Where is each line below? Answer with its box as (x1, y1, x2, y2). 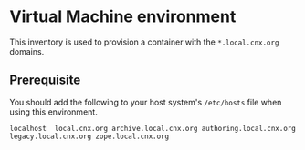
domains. (9, 45, 45, 56)
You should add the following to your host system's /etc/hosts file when (9, 96, 282, 107)
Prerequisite (9, 73, 81, 88)
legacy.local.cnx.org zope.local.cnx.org (9, 132, 170, 141)
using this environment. (9, 106, 98, 117)
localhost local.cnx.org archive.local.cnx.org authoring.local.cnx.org (9, 124, 297, 133)
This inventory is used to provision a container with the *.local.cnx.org (9, 36, 279, 47)
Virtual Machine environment (9, 6, 237, 27)
